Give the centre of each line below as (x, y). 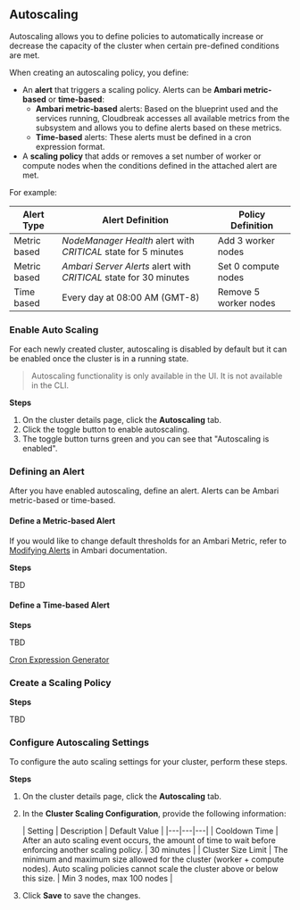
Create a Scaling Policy (60, 682)
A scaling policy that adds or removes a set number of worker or (142, 156)
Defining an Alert (47, 472)
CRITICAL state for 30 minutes (126, 277)
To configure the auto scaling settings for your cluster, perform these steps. (149, 762)
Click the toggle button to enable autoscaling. (106, 430)
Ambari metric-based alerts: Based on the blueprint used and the (157, 108)
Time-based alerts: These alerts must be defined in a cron (143, 136)
